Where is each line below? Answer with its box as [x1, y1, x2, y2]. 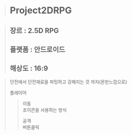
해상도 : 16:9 [9, 64, 48, 73]
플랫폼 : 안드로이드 [9, 45, 65, 54]
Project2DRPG [9, 5, 72, 16]
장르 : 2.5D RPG [9, 26, 59, 35]
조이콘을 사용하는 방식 [22, 107, 67, 113]
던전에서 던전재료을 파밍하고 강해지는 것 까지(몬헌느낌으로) [9, 79, 127, 85]
